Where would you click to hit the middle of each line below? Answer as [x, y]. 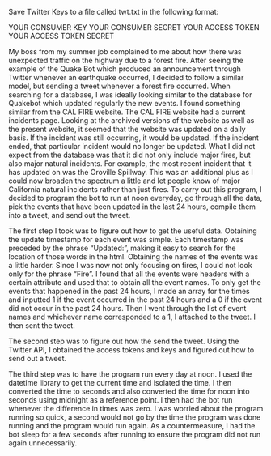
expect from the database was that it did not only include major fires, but [129, 155]
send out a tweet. [38, 358]
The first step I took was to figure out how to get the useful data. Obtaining [133, 231]
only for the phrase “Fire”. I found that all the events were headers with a [129, 274]
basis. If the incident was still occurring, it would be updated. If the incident [133, 138]
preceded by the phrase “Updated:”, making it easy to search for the [122, 248]
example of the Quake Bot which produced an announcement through [125, 69]
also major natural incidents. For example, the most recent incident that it [130, 164]
